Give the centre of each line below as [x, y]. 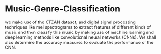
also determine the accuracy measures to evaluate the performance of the [79, 42]
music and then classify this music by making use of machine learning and [80, 32]
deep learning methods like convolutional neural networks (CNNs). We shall [80, 37]
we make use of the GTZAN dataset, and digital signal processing [70, 22]
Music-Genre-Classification [63, 9]
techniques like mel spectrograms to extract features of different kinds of [78, 27]
